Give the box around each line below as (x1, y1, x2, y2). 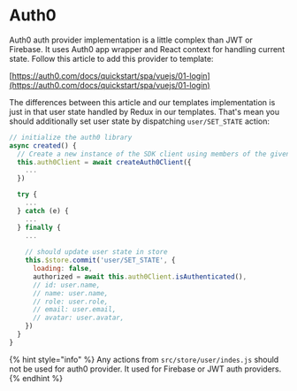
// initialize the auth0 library (9, 133, 133, 142)
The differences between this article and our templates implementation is (9, 96, 276, 107)
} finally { (17, 223, 62, 232)
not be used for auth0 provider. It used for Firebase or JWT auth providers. (9, 364, 282, 374)
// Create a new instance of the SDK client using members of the (17, 149, 267, 158)
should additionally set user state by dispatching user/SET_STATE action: (9, 116, 270, 126)
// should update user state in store (25, 248, 168, 257)
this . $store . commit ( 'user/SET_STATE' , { (25, 256, 176, 265)
